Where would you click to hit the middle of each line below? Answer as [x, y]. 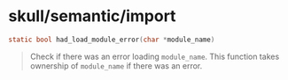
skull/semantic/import [92, 16]
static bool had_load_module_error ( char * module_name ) [112, 40]
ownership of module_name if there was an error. [116, 65]
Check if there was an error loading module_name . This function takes [155, 56]
